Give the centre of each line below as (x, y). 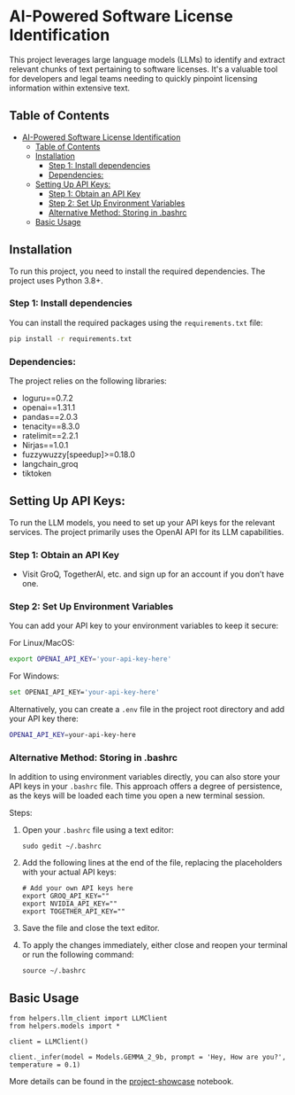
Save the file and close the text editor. (91, 928)
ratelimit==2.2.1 (50, 436)
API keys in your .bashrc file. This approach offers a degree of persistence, (146, 787)
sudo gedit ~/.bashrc (61, 846)
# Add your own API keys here (78, 889)
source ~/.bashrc (54, 971)
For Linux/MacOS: (42, 643)
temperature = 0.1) (45, 1065)
